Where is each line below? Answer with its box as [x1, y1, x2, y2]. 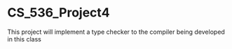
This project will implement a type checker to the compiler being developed [7, 28, 226, 36]
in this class [7, 35, 42, 43]
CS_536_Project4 [7, 5, 110, 21]
